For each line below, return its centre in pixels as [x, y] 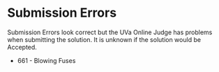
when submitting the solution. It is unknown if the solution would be [104, 39]
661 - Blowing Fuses [46, 60]
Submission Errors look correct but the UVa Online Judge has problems [110, 32]
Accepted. [22, 47]
